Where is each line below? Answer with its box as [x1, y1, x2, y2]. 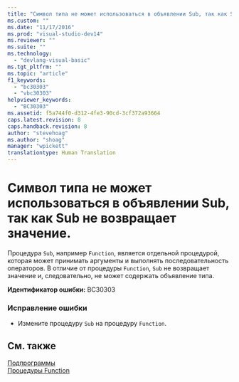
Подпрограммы [7, 359, 55, 367]
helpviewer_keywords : [7, 97, 72, 104]
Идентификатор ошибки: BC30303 [7, 285, 116, 294]
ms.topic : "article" [7, 70, 69, 77]
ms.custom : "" [7, 17, 50, 24]
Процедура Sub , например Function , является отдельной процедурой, [7, 248, 220, 257]
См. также [7, 339, 57, 352]
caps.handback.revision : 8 [7, 122, 87, 130]
